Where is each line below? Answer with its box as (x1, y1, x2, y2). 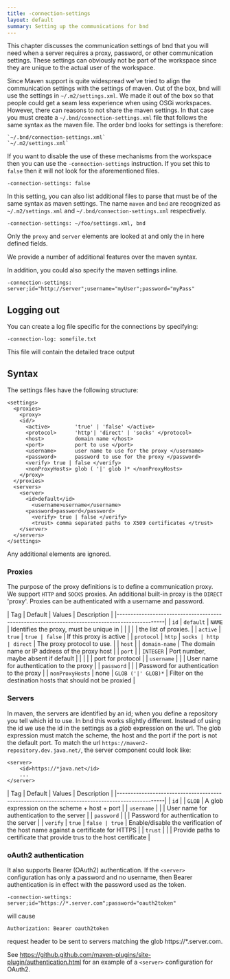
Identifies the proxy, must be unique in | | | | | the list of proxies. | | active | (10, 625, 221, 634)
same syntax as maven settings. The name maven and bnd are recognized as (7, 200, 221, 208)
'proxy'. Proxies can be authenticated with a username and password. (7, 597, 205, 605)
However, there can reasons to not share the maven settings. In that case (7, 106, 214, 114)
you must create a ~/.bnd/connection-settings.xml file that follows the (7, 114, 208, 122)
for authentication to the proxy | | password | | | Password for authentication (7, 662, 219, 670)
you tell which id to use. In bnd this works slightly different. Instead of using (7, 716, 221, 724)
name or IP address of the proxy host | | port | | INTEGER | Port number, (7, 647, 206, 656)
